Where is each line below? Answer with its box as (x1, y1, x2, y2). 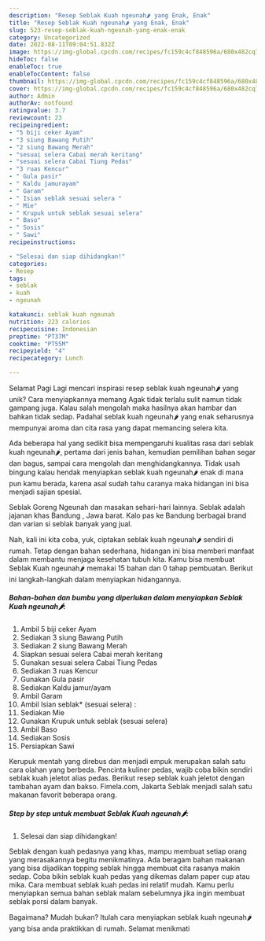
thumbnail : (9, 77, 45, 85)
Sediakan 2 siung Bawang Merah (20, 640, 128, 650)
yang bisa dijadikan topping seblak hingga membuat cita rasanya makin (9, 863, 241, 873)
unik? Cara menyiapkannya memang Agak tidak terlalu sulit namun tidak (9, 395, 242, 404)
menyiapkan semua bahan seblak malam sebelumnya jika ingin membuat (9, 888, 245, 898)
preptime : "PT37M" (9, 332, 69, 341)
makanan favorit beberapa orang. (9, 790, 117, 799)
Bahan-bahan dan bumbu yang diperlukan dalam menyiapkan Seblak (9, 592, 243, 602)
